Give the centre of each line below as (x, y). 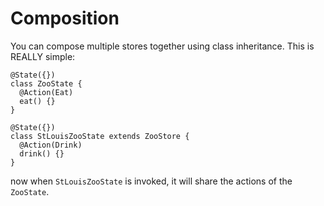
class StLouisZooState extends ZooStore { (100, 136)
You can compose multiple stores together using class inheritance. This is (162, 46)
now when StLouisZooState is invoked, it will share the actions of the (151, 181)
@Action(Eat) (46, 92)
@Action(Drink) (51, 145)
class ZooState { (46, 83)
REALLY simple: (43, 56)
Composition (65, 18)
